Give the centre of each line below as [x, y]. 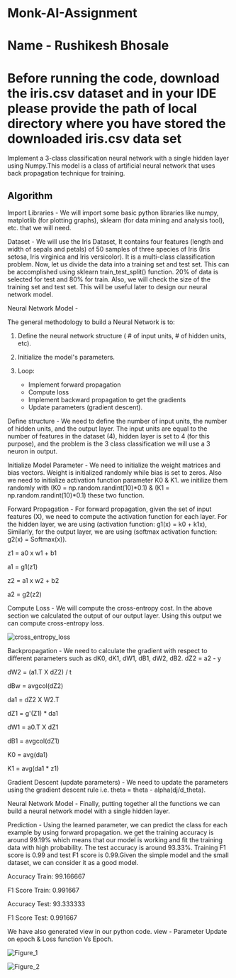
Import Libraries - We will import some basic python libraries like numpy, [113, 213]
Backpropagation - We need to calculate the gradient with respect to [107, 651]
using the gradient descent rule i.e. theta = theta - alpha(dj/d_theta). [107, 790]
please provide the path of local [102, 108]
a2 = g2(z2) [25, 594]
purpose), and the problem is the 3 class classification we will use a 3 [109, 444]
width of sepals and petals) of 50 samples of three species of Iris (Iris [109, 249]
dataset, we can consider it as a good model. [73, 863]
